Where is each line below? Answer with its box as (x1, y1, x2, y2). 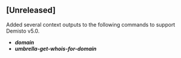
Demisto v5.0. (6, 27, 40, 34)
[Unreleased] (6, 5, 56, 15)
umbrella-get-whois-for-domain (14, 45, 97, 52)
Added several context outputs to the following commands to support (6, 21, 176, 28)
